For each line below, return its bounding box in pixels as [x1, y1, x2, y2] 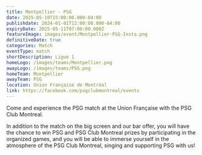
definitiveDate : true [6, 37, 61, 43]
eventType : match [6, 48, 50, 54]
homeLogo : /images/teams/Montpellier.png [6, 59, 113, 65]
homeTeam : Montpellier [6, 71, 64, 77]
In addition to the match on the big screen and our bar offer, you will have [6, 122, 190, 130]
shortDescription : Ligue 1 [6, 54, 75, 60]
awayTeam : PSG [6, 76, 42, 82]
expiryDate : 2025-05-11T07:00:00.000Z [6, 25, 104, 32]
